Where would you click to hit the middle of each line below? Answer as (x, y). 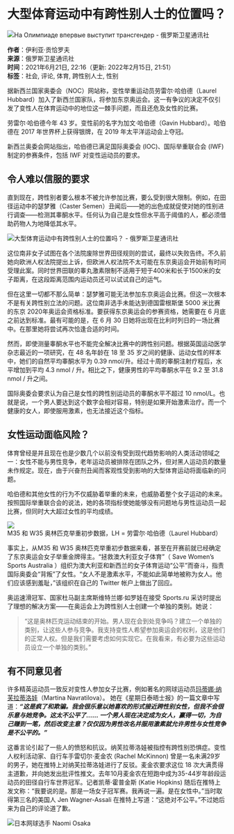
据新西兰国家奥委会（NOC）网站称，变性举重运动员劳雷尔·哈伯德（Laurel (112, 91)
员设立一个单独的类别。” (58, 647)
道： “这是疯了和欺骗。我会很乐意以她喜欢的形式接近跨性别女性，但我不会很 (116, 706)
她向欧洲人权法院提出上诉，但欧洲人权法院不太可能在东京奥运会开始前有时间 (117, 261)
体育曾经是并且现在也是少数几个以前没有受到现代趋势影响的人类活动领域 (110, 453)
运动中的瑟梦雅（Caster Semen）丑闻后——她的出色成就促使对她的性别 (116, 206)
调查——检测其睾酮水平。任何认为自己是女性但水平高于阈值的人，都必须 (116, 215)
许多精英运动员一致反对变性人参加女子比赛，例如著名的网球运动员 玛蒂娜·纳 (115, 689)
